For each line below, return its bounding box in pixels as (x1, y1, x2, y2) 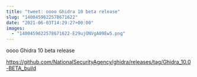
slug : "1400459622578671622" (6, 14, 78, 20)
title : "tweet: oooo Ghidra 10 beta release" (6, 8, 120, 15)
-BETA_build (6, 65, 37, 72)
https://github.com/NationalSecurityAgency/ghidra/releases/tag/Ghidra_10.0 (6, 59, 191, 66)
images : (6, 25, 25, 31)
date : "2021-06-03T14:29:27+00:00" (6, 20, 94, 25)
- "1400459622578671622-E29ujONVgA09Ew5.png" (11, 31, 126, 37)
